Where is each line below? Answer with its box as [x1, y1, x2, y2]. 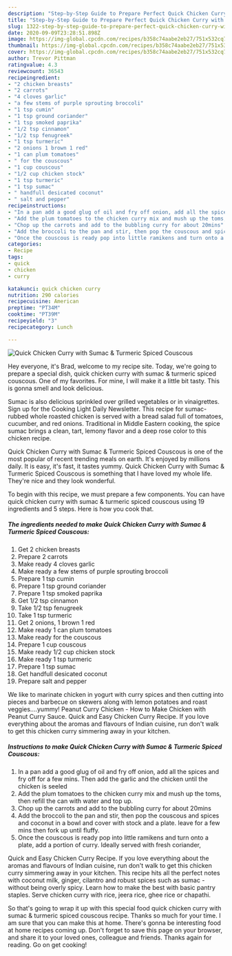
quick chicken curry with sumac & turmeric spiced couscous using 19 [8, 497, 205, 505]
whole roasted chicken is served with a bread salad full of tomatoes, [30, 411, 224, 420]
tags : [8, 254, 23, 261]
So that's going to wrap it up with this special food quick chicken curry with [8, 904, 222, 912]
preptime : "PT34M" [8, 305, 61, 312]
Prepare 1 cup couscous [17, 640, 87, 649]
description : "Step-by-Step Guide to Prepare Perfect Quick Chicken [8, 10, 209, 17]
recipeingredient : [8, 74, 61, 81]
